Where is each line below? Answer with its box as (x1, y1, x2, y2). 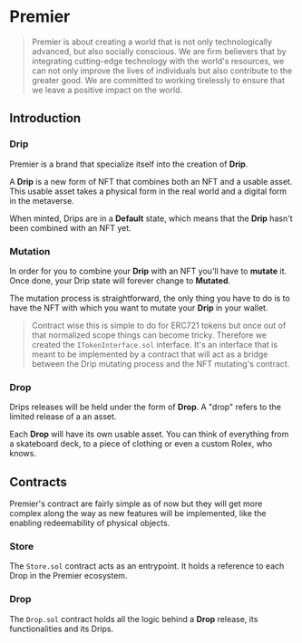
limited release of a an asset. (9, 411, 117, 422)
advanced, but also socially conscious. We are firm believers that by (31, 45, 287, 56)
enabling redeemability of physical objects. (9, 518, 170, 529)
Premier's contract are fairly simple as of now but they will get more (9, 498, 263, 509)
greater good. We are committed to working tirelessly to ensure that (31, 74, 286, 85)
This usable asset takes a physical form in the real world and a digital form (9, 186, 287, 197)
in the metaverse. (9, 195, 74, 206)
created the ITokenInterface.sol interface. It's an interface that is (31, 339, 278, 350)
